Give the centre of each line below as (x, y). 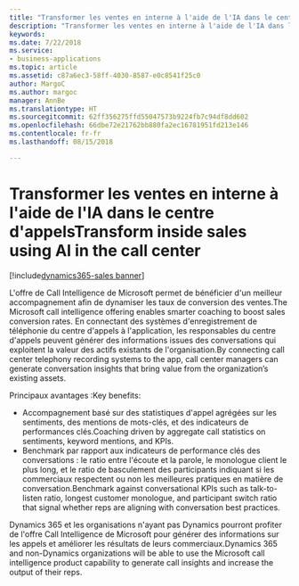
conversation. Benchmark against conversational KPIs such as (135, 488)
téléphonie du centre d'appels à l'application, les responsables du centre (142, 330)
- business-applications (55, 59)
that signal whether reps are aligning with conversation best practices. (151, 507)
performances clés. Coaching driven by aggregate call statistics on (144, 431)
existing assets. (38, 378)
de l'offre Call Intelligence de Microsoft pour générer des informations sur (144, 534)
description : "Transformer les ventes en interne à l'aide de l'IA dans (147, 26)
